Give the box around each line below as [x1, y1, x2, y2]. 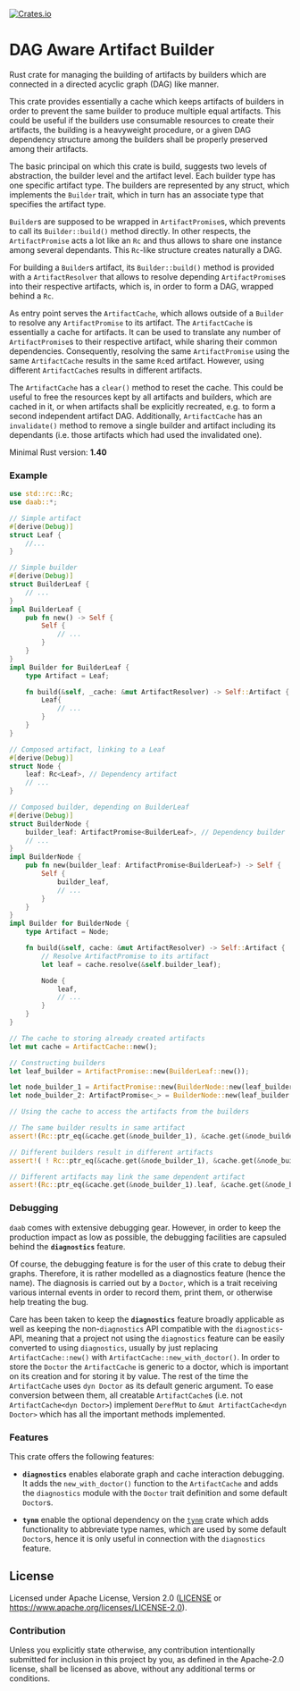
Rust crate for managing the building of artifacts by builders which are [9, 69, 267, 80]
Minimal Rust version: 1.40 [9, 447, 107, 458]
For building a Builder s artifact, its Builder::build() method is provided [9, 262, 275, 273]
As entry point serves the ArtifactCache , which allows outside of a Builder [9, 307, 284, 318]
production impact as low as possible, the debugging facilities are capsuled [9, 1232, 287, 1242]
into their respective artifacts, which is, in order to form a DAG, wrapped [9, 281, 274, 291]
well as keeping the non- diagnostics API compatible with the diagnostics [9, 1323, 279, 1333]
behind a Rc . [9, 290, 54, 301]
